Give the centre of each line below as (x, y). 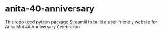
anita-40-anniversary (50, 9)
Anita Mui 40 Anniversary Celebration (43, 26)
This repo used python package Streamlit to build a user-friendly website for (81, 22)
